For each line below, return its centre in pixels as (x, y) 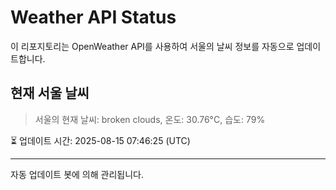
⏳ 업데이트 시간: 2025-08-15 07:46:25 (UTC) (100, 140)
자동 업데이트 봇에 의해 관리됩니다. (77, 174)
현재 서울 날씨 (50, 93)
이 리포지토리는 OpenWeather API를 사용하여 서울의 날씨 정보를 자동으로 (152, 46)
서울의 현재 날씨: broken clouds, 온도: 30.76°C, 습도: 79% (150, 119)
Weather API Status (93, 17)
